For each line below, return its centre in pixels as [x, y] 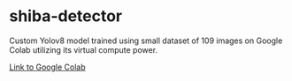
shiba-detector [65, 16]
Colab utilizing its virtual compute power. [83, 49]
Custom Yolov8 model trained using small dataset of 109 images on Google [146, 40]
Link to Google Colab [47, 67]
